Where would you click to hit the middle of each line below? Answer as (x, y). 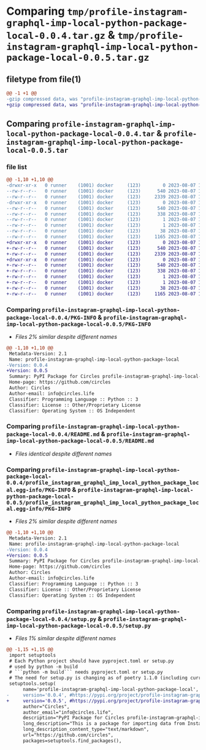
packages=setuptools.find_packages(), (72, 741)
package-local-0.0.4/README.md (53, 435)
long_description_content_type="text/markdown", (86, 729)
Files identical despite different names (63, 454)
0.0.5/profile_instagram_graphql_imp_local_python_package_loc (103, 502)
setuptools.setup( (32, 684)
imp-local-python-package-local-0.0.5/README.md (80, 441)
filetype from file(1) (44, 79)
